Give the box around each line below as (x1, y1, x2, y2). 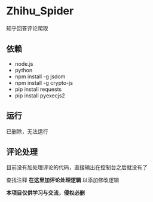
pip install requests (14, 85, 62, 93)
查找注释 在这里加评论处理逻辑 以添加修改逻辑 (6, 176, 120, 183)
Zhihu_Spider (6, 4, 74, 18)
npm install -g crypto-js (14, 79, 74, 86)
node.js (14, 60, 34, 67)
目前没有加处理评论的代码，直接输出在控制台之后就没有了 (6, 164, 148, 171)
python (14, 66, 33, 74)
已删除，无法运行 (6, 127, 48, 135)
